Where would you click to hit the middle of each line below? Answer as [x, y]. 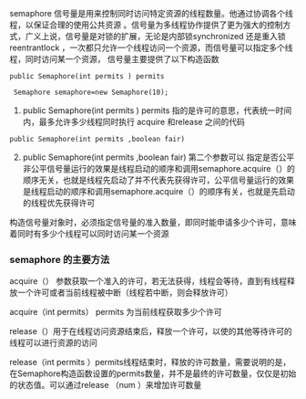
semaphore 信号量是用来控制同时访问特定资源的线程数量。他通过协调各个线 [152, 13]
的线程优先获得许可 [59, 203]
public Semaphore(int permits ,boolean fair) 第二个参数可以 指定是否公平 [158, 157]
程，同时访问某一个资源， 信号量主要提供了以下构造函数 [114, 59]
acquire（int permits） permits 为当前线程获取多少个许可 [116, 312]
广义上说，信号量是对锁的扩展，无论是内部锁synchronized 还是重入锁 [156, 36]
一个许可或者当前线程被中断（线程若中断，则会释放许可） [125, 293]
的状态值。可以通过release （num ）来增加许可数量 [106, 385]
